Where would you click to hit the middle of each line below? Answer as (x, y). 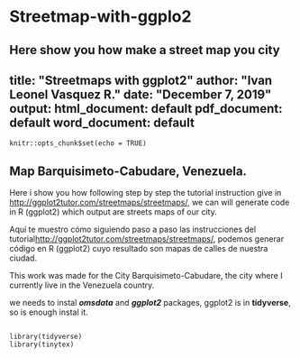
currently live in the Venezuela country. (82, 285)
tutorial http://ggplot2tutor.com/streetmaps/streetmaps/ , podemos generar (147, 239)
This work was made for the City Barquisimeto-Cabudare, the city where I (146, 276)
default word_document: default (102, 122)
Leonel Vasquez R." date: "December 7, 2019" (141, 94)
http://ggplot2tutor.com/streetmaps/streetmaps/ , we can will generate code (150, 202)
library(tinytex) (42, 344)
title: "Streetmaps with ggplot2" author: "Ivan (141, 80)
